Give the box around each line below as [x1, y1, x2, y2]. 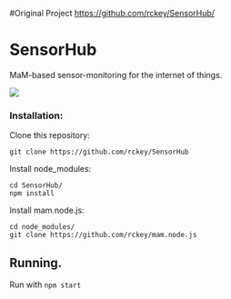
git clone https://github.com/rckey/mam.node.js [9, 231, 197, 240]
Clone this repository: [9, 130, 91, 141]
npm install [9, 189, 55, 198]
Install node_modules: [9, 164, 92, 174]
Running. [9, 254, 63, 271]
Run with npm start [9, 279, 82, 290]
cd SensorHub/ [9, 181, 64, 190]
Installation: [9, 109, 64, 122]
